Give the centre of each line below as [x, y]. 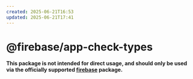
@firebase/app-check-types [80, 47]
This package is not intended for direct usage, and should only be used [97, 63]
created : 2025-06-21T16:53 [40, 12]
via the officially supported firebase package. [65, 70]
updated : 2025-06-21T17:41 [40, 17]
